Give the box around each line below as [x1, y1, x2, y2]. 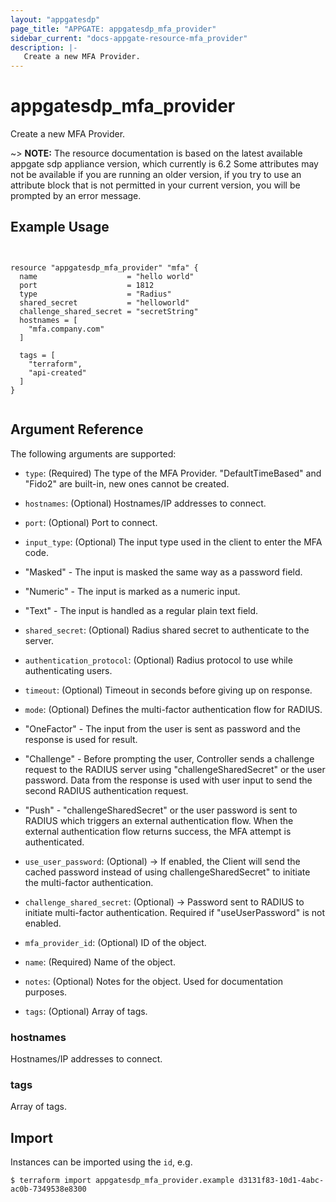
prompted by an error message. [10, 190, 142, 202]
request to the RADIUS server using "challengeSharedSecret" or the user [24, 763, 326, 775]
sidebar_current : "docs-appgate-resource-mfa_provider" [10, 33, 248, 43]
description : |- [10, 42, 78, 53]
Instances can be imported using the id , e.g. [10, 1156, 193, 1168]
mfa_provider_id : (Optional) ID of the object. [24, 936, 207, 948]
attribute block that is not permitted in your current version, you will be [10, 179, 301, 191]
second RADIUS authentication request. [24, 784, 189, 796]
